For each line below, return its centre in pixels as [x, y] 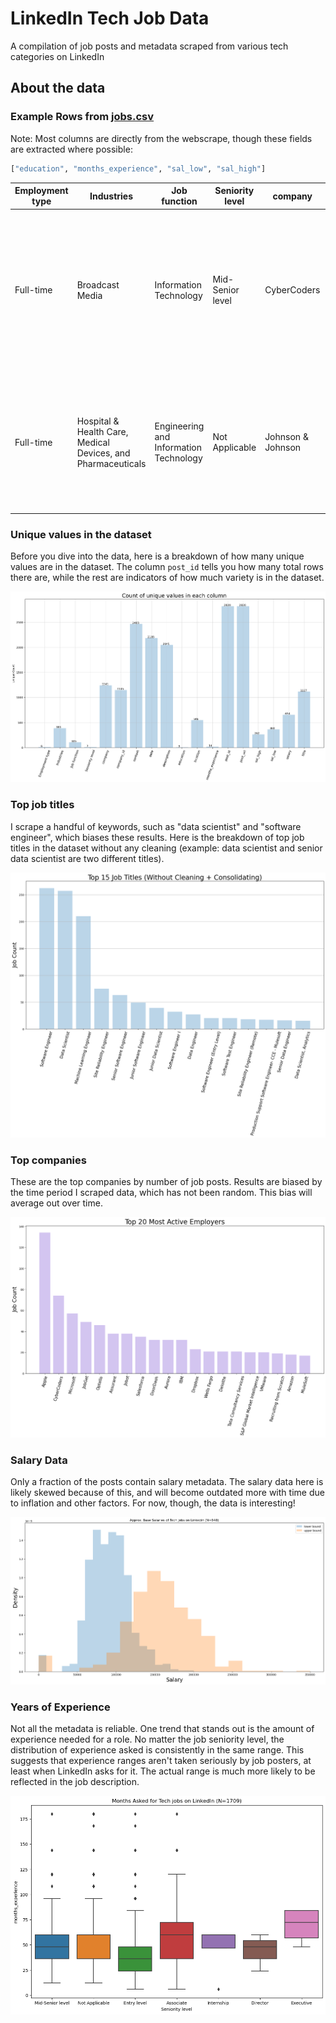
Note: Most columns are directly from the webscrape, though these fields [161, 138]
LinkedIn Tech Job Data [110, 18]
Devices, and [103, 453]
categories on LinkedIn [57, 56]
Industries [111, 196]
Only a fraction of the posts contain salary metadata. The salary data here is [167, 1482]
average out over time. [56, 1203]
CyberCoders [292, 290]
